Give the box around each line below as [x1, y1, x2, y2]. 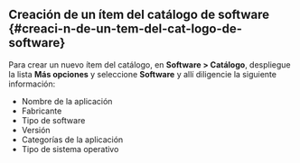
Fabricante [21, 105, 62, 116]
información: [8, 78, 56, 89]
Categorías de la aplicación [21, 134, 124, 145]
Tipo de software [21, 114, 86, 125]
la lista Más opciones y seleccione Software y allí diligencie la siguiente [8, 68, 277, 79]
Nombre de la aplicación [21, 95, 113, 106]
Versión [21, 124, 51, 135]
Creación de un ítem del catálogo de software [8, 7, 270, 23]
